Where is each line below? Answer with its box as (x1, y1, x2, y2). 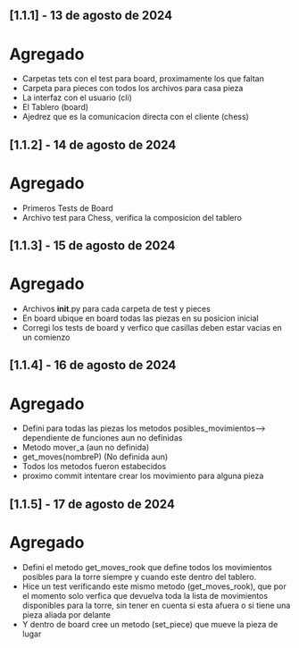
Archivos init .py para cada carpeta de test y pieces (21, 303, 212, 314)
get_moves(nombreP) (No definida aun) (21, 451, 169, 462)
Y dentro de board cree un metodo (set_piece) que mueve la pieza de (21, 619, 278, 629)
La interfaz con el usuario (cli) (21, 92, 132, 103)
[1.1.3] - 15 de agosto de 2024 (9, 238, 176, 254)
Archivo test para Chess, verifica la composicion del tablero (21, 212, 243, 223)
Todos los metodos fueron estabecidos (21, 461, 167, 472)
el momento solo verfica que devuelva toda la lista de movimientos (21, 590, 269, 601)
